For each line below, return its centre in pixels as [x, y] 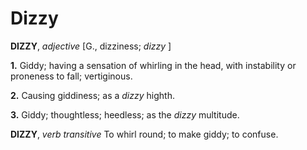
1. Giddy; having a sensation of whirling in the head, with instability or [153, 65]
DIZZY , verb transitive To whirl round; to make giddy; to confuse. [144, 134]
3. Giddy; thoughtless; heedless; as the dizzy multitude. [125, 114]
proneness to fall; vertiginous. [71, 76]
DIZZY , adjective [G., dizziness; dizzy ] [91, 46]
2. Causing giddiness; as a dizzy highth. [92, 95]
